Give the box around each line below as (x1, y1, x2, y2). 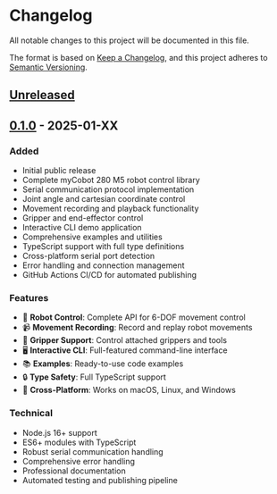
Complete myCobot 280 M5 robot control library (21, 175, 201, 186)
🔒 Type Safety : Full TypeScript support (21, 372, 167, 382)
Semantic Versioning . (9, 62, 88, 72)
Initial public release (21, 165, 97, 176)
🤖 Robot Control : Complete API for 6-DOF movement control (21, 312, 246, 322)
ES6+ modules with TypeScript (21, 437, 137, 448)
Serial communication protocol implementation (21, 184, 195, 195)
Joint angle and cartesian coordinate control (21, 194, 186, 205)
